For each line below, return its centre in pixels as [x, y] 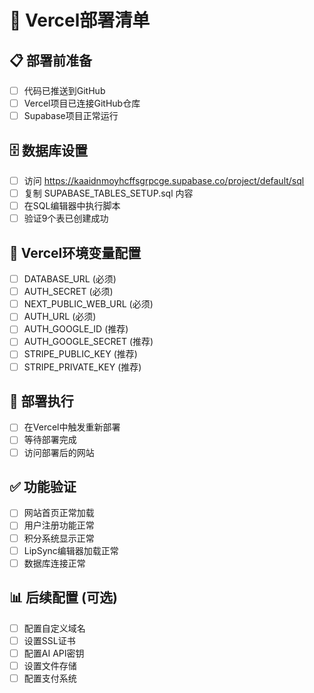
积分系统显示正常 [59, 538]
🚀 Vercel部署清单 [80, 20]
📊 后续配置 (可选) [63, 597]
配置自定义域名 [54, 628]
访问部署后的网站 [59, 452]
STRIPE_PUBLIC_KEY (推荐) [80, 354]
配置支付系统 [50, 678]
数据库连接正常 [54, 563]
